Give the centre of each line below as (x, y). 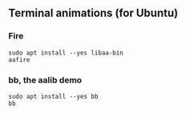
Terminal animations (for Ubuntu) (93, 13)
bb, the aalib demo (45, 79)
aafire (19, 59)
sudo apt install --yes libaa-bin (66, 53)
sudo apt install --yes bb (53, 96)
